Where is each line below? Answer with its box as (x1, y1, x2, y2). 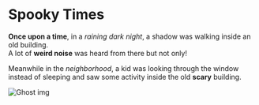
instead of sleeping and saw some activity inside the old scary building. (8, 72, 242, 81)
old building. (8, 39, 49, 49)
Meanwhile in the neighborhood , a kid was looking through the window (8, 63, 239, 73)
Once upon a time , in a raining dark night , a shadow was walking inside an (8, 32, 251, 41)
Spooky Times (8, 6, 105, 24)
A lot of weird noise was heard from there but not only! (8, 48, 188, 58)
